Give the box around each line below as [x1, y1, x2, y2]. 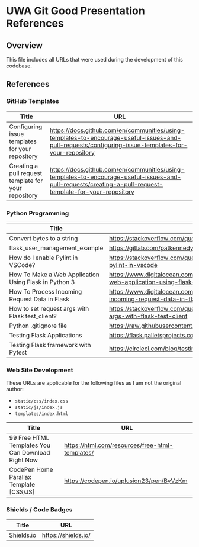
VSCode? [9, 260, 36, 269]
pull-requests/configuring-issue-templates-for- [49, 141, 188, 149]
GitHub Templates [6, 97, 59, 105]
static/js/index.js [14, 404, 63, 411]
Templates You [9, 441, 50, 449]
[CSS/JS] [9, 488, 35, 496]
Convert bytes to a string [9, 234, 78, 242]
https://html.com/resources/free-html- [64, 441, 174, 449]
